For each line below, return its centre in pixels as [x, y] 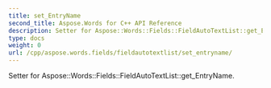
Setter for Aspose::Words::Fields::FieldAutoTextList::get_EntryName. [122, 76]
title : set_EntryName [45, 16]
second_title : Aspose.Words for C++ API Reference [95, 23]
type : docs [27, 38]
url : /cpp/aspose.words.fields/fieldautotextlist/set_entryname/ [120, 53]
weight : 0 [25, 46]
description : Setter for [50, 30]
